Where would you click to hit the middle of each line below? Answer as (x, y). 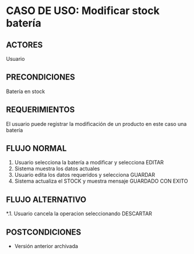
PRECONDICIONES (41, 77)
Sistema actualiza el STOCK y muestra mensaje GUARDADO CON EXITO (101, 181)
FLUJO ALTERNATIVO (46, 199)
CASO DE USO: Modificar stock (83, 11)
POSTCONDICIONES (44, 232)
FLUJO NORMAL (36, 148)
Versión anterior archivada (46, 246)
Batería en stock (26, 91)
